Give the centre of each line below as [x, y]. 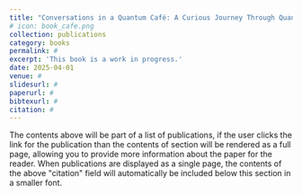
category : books [40, 43]
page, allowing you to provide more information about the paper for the [141, 155]
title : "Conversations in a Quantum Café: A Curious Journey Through [142, 18]
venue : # [26, 76]
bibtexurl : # [34, 101]
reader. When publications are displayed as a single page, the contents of [146, 164]
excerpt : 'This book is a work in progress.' [96, 59]
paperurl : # [31, 93]
